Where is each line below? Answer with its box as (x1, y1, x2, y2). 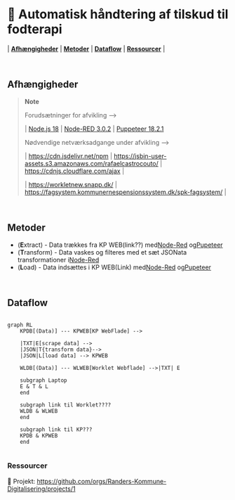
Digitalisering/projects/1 (7, 485, 76, 493)
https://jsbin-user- (114, 151, 167, 160)
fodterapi (7, 21, 62, 37)
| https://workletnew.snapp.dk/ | (24, 180, 118, 188)
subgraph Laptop (20, 377, 68, 384)
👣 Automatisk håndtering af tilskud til (7, 6, 229, 23)
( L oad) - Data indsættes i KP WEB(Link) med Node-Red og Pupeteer (17, 263, 212, 271)
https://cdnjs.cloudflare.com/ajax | (24, 167, 125, 175)
